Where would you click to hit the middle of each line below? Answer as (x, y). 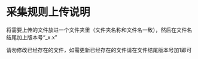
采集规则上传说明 (48, 12)
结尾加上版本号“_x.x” (32, 37)
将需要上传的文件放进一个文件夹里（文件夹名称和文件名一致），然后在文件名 (99, 30)
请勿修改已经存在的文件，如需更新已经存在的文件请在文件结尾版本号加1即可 (99, 50)
